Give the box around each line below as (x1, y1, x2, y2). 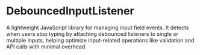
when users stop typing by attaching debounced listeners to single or (6, 30, 179, 37)
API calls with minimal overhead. (6, 43, 87, 50)
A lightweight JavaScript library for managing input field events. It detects (6, 24, 189, 31)
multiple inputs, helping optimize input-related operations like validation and (6, 36, 195, 44)
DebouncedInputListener (6, 4, 134, 18)
